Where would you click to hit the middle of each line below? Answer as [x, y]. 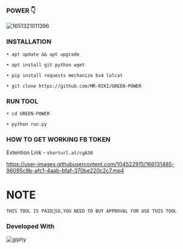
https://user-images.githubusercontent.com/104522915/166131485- [90, 164]
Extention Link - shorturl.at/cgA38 [50, 153]
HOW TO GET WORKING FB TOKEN [58, 139]
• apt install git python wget [46, 65]
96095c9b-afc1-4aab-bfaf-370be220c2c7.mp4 [65, 171]
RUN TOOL [22, 101]
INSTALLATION [29, 42]
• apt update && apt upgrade [43, 54]
